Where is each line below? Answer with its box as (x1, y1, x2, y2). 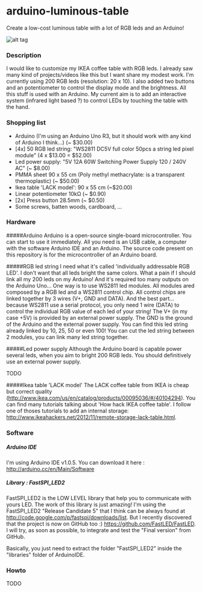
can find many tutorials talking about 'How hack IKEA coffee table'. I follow (6, 400, 191, 408)
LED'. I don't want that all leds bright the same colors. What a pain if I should (6, 269, 196, 276)
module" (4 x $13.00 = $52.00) (14, 151, 92, 158)
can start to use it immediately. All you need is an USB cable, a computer (6, 238, 187, 246)
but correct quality (6, 388, 52, 395)
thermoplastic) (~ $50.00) (14, 177, 80, 184)
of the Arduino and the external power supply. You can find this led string (6, 320, 188, 328)
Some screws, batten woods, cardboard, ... (14, 203, 122, 210)
